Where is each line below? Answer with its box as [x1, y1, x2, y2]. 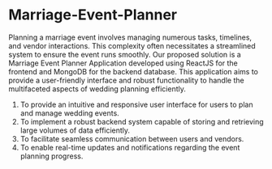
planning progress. [19, 151, 84, 161]
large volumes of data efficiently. [19, 125, 131, 135]
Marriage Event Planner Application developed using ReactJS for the [8, 58, 238, 68]
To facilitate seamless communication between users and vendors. [19, 133, 244, 143]
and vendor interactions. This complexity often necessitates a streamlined [8, 40, 256, 50]
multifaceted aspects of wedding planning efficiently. [8, 83, 187, 94]
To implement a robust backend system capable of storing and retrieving [19, 116, 264, 126]
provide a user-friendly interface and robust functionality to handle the [8, 75, 245, 85]
